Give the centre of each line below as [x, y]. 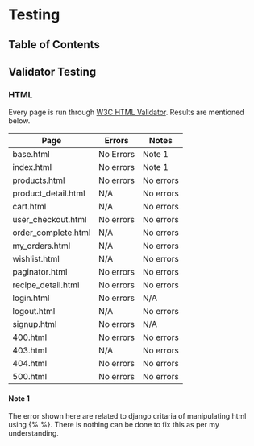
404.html [30, 364]
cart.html [29, 207]
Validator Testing [52, 71]
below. [19, 121]
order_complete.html [52, 233]
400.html [30, 337]
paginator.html [40, 272]
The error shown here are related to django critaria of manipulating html [127, 416]
